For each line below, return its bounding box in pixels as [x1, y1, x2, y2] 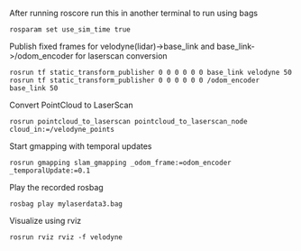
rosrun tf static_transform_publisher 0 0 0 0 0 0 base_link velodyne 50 [9, 68, 293, 77]
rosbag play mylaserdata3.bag [9, 200, 123, 209]
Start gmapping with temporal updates [9, 141, 152, 152]
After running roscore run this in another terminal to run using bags [9, 8, 259, 18]
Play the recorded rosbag [9, 182, 104, 192]
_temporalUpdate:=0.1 [9, 166, 91, 175]
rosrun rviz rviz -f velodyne [9, 233, 123, 242]
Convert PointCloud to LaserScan [9, 99, 133, 110]
